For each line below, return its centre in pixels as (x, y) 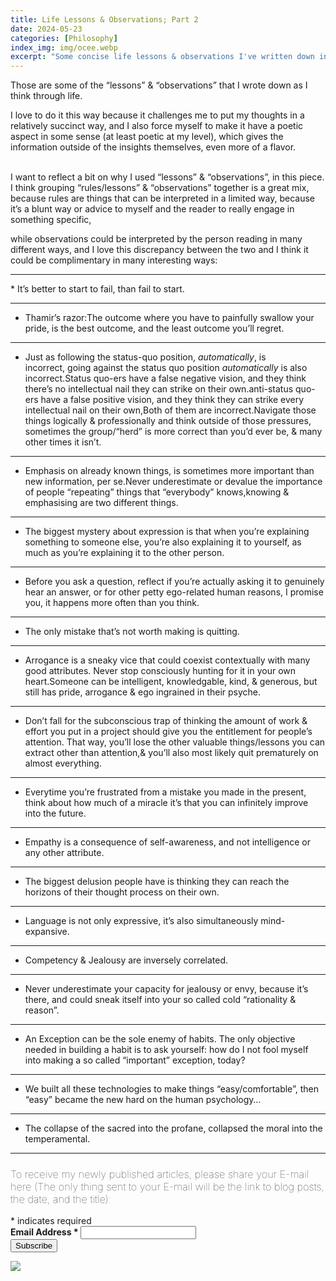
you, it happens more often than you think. (112, 603)
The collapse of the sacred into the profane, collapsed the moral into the (173, 1128)
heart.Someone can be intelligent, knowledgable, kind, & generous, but (171, 682)
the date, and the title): (61, 1199)
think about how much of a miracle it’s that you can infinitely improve (166, 803)
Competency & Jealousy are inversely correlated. (126, 960)
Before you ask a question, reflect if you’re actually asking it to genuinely (174, 582)
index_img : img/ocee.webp (64, 47)
